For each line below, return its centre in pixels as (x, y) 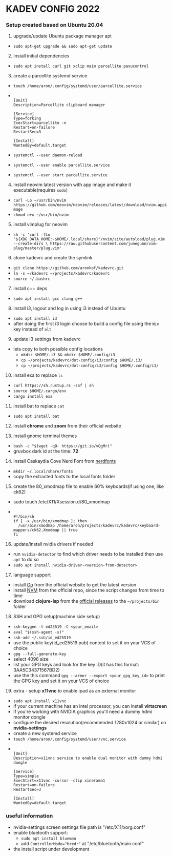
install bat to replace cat (39, 406)
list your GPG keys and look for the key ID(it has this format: (76, 665)
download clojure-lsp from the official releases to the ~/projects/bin (86, 601)
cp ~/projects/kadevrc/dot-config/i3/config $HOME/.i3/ (82, 360)
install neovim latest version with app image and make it (72, 185)
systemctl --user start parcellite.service (60, 175)
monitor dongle (29, 717)
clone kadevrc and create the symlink (53, 258)
